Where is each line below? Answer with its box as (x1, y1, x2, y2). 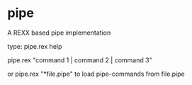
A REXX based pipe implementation (7, 28, 111, 37)
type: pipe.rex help (7, 42, 62, 50)
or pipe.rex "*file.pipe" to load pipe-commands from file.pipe (7, 69, 186, 78)
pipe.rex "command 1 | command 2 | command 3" (7, 55, 152, 64)
